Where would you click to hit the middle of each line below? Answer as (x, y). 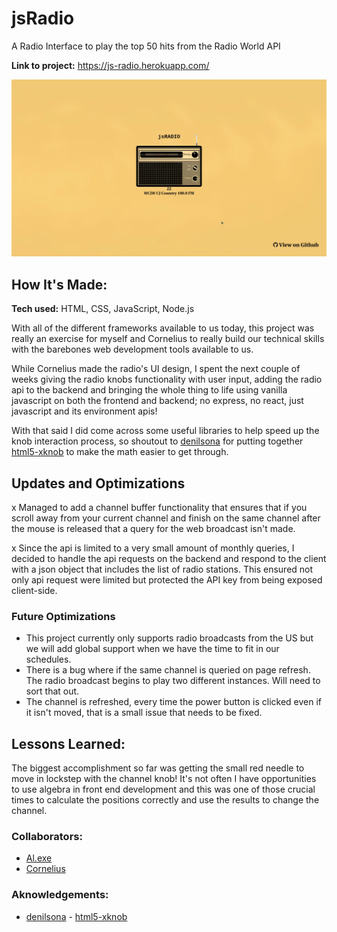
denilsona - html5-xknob (76, 916)
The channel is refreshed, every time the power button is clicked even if (174, 702)
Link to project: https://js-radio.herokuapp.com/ (110, 65)
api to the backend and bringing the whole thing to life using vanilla (149, 390)
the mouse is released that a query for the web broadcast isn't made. (153, 529)
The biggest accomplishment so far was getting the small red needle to (158, 768)
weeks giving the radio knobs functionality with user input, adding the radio (167, 379)
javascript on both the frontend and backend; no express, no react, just (157, 401)
